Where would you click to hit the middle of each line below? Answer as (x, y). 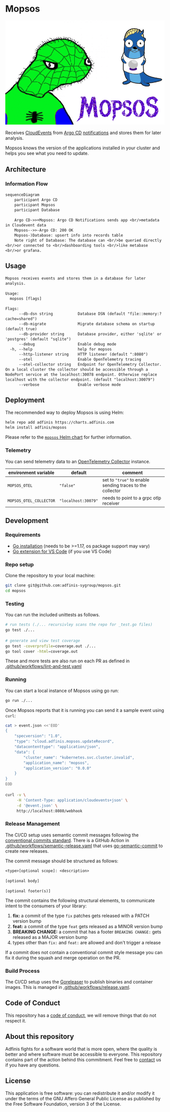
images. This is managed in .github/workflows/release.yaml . (68, 987)
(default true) (21, 329)
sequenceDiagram (22, 195)
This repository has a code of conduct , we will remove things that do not (81, 1015)
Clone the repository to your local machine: (50, 576)
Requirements (23, 535)
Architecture (26, 169)
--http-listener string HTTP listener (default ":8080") (83, 354)
